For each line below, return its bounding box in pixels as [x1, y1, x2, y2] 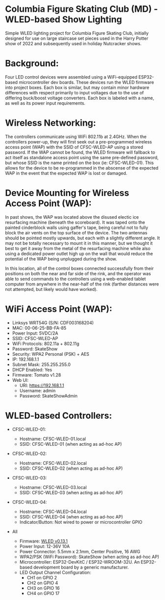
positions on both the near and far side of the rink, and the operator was [5, 270, 151, 276]
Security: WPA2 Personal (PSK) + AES [12, 351, 89, 357]
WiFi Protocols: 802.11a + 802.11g [12, 341, 80, 346]
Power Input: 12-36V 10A [19, 543, 70, 549]
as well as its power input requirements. [5, 100, 86, 106]
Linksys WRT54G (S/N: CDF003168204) [12, 319, 94, 325]
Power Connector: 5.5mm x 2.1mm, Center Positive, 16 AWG [19, 548, 140, 554]
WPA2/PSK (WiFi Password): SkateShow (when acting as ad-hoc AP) [19, 554, 160, 560]
